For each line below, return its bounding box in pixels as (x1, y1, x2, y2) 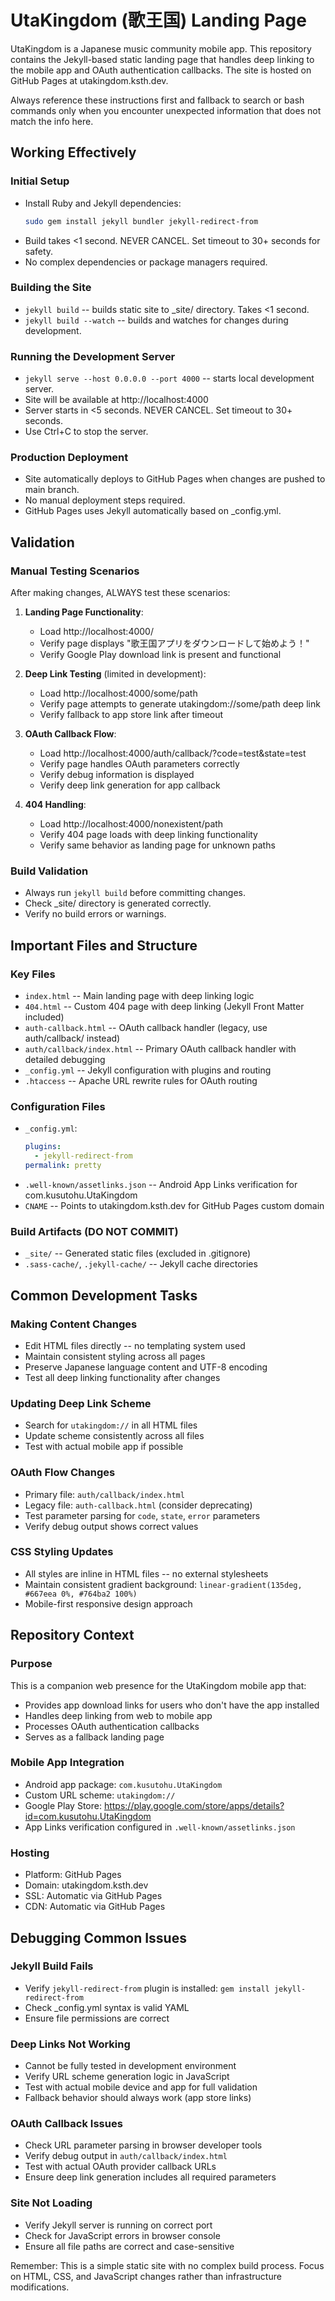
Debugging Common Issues (10, 1929, 187, 1946)
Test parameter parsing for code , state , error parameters (24, 1509, 261, 1521)
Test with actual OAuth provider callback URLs (24, 2161, 217, 2173)
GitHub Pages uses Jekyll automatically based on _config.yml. (24, 505, 282, 517)
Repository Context (10, 1627, 135, 1644)
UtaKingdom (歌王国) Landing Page (10, 9, 307, 32)
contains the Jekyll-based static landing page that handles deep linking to (10, 53, 315, 65)
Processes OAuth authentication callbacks (24, 1720, 200, 1732)
